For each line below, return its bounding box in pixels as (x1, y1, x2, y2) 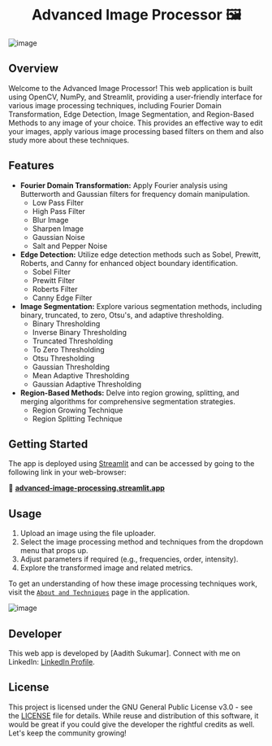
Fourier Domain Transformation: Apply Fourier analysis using (19, 180, 228, 190)
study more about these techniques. (8, 135, 130, 145)
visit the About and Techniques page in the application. (8, 587, 190, 597)
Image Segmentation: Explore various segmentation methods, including (19, 301, 262, 311)
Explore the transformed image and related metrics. (19, 563, 193, 573)
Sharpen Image (32, 224, 84, 233)
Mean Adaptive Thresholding (32, 370, 130, 380)
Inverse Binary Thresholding (32, 327, 127, 337)
